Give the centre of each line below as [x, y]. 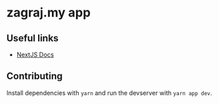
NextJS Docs [35, 54]
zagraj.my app [49, 13]
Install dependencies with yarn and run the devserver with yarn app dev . [109, 93]
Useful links [33, 38]
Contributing [35, 76]
